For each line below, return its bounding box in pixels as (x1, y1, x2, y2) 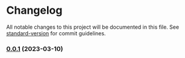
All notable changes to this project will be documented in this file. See (6, 23, 180, 30)
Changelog (6, 4, 63, 17)
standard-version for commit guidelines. (6, 29, 106, 36)
